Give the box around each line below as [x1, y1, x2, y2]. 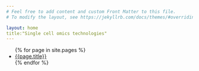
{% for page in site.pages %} [14, 47, 86, 54]
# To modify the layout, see [6, 14, 78, 20]
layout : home [6, 25, 38, 31]
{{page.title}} [14, 53, 47, 60]
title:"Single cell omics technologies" [6, 30, 108, 36]
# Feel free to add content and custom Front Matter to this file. [6, 8, 176, 15]
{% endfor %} [14, 59, 49, 66]
